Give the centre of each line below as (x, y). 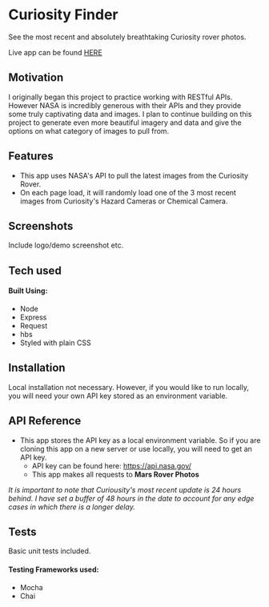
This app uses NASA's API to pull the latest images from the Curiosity (134, 175)
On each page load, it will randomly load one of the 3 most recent (128, 192)
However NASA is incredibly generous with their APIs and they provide (125, 105)
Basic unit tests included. (50, 551)
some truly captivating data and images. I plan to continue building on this (130, 114)
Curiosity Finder (63, 15)
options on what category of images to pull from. (89, 131)
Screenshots (41, 226)
